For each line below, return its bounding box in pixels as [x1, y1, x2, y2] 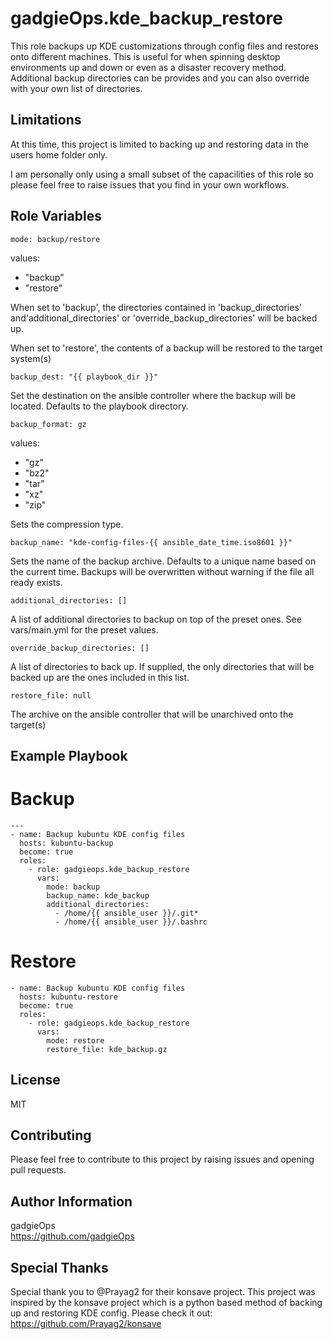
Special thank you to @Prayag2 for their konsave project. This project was [10, 1286, 316, 1298]
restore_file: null [10, 690, 92, 701]
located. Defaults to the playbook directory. [10, 400, 189, 412]
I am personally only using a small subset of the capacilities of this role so [10, 168, 314, 180]
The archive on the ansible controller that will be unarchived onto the [10, 708, 294, 720]
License [10, 1072, 61, 1089]
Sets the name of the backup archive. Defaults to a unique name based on [10, 555, 317, 567]
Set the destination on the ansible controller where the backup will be [10, 389, 297, 401]
